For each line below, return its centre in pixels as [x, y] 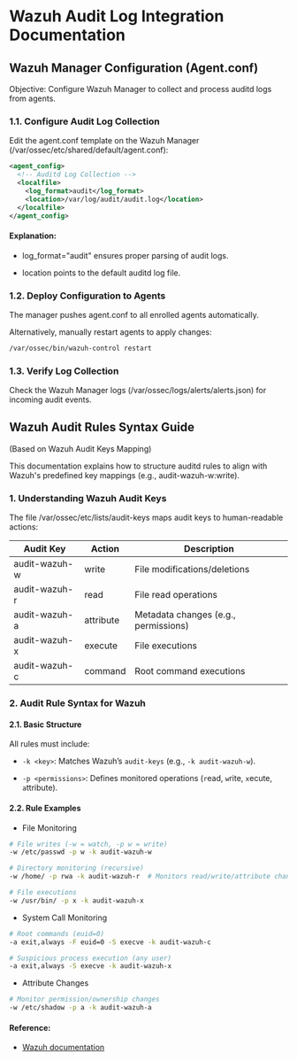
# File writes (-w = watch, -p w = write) [88, 844]
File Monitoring [49, 828]
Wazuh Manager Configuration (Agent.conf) [134, 68]
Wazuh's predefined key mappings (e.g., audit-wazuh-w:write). [125, 475]
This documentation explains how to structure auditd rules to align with [138, 466]
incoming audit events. [50, 399]
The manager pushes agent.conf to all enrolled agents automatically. [134, 314]
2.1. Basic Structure [46, 724]
